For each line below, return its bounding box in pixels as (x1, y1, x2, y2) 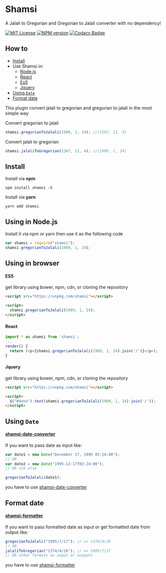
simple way (5, 110, 29, 116)
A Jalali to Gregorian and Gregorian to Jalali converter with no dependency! (5, 20, 161, 26)
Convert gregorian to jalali (5, 120, 59, 126)
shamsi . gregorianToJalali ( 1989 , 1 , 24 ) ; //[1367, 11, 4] (5, 130, 127, 135)
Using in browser (5, 259, 60, 268)
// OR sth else (5, 466, 37, 471)
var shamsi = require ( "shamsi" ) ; (5, 241, 75, 246)
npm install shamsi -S (5, 185, 53, 190)
